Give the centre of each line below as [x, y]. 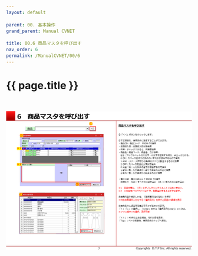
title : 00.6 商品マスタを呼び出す [44, 43]
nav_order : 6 [22, 50]
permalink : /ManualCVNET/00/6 [43, 56]
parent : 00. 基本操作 [31, 25]
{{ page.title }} [42, 85]
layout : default [26, 12]
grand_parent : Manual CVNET [41, 31]
